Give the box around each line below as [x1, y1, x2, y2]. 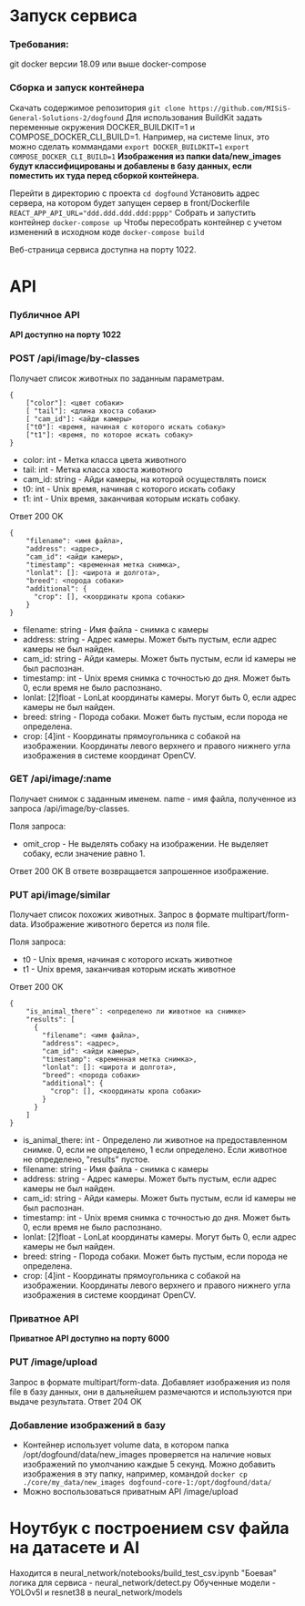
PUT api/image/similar [9, 888, 111, 901]
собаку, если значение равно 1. [22, 848, 146, 859]
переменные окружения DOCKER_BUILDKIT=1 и [9, 121, 196, 132]
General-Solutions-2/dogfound [9, 113, 125, 123]
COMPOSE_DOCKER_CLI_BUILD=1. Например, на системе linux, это [9, 131, 270, 142]
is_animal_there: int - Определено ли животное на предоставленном [22, 1135, 288, 1146]
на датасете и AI [9, 1538, 140, 1559]
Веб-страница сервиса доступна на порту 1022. [9, 243, 197, 255]
